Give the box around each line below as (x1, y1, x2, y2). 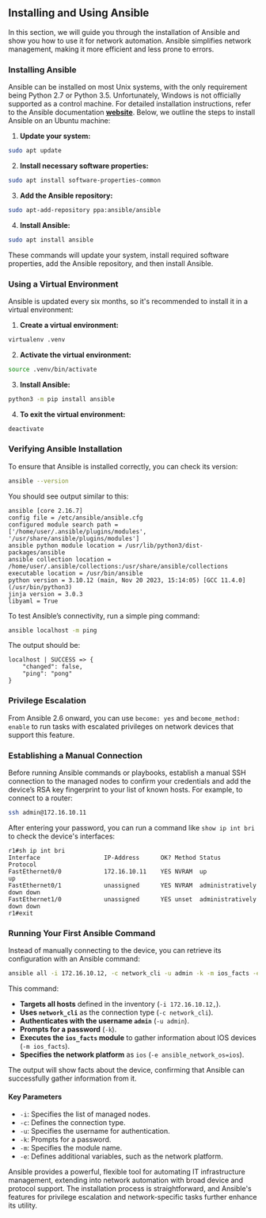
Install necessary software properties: (19, 160, 149, 170)
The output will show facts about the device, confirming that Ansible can (8, 1066, 245, 1075)
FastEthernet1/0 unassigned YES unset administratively (8, 895, 257, 904)
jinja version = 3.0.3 (8, 590, 83, 598)
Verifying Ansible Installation (8, 444, 123, 455)
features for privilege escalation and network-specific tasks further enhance (8, 1193, 257, 1202)
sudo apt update (8, 147, 62, 155)
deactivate (8, 425, 44, 433)
